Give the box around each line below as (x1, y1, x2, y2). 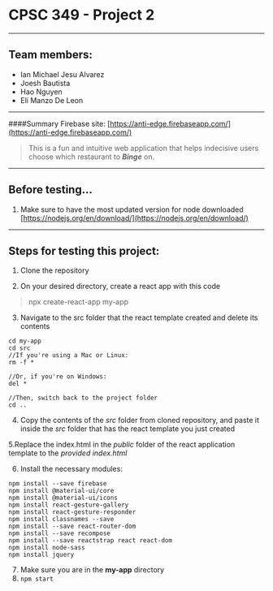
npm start (19, 575, 54, 584)
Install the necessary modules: (19, 464, 123, 474)
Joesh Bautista (19, 78, 71, 88)
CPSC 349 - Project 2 (8, 6, 155, 24)
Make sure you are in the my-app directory (19, 565, 165, 575)
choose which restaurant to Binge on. (28, 152, 155, 162)
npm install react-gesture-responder (8, 508, 136, 516)
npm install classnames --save (8, 516, 115, 524)
